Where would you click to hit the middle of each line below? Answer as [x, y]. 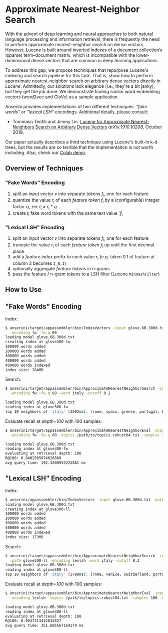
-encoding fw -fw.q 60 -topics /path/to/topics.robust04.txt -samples [85, 435]
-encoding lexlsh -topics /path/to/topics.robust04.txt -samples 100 [83, 598]
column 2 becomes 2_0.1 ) [39, 263]
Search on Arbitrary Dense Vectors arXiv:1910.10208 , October [99, 127]
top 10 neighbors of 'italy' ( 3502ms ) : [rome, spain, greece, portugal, [82, 412]
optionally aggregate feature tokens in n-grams [61, 268]
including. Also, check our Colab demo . [46, 152]
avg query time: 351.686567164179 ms [44, 625]
